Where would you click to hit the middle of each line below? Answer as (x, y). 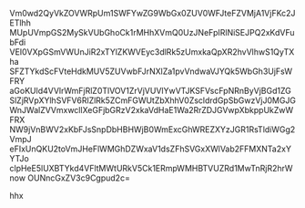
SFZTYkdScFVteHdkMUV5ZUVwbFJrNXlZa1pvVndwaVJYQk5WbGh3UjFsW (151, 71)
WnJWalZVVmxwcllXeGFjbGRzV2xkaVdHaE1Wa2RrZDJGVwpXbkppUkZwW (152, 110)
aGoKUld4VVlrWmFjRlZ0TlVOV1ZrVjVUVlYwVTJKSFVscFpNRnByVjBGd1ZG (150, 91)
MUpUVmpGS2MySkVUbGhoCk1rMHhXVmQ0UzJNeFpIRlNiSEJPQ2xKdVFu (152, 32)
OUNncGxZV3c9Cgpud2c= (78, 178)
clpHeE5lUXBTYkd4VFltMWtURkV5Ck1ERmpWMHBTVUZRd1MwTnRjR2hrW (151, 168)
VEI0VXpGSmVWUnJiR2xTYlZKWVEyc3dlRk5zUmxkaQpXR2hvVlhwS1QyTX (152, 52)
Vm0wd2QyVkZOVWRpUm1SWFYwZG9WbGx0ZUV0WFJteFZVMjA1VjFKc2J (152, 13)
